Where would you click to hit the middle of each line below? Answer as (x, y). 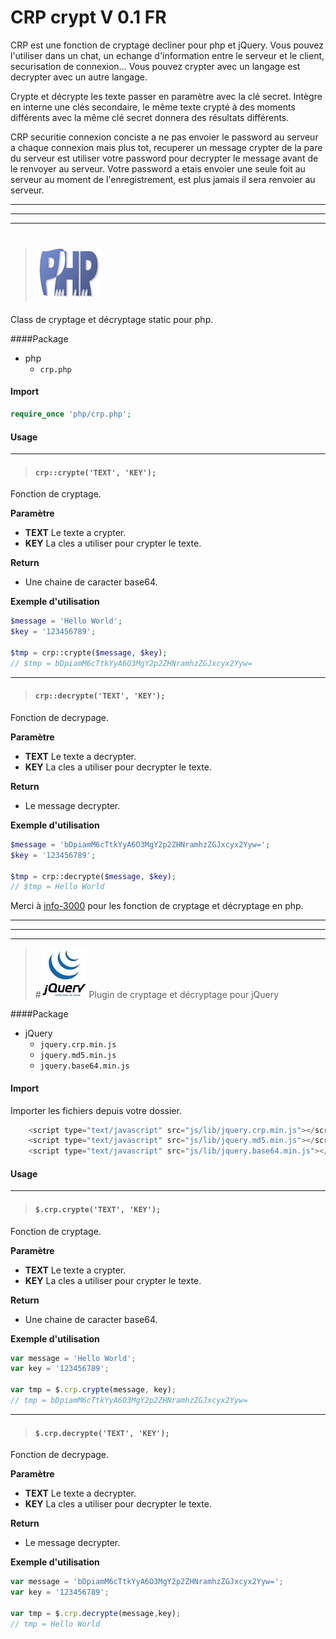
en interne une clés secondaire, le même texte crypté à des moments (153, 107)
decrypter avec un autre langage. (79, 77)
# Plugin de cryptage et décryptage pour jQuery (157, 995)
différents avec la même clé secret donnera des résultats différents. (150, 117)
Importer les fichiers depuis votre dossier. (96, 1110)
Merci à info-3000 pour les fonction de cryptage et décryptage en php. (157, 906)
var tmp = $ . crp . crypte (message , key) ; (93, 1390)
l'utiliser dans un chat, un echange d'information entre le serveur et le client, (167, 55)
